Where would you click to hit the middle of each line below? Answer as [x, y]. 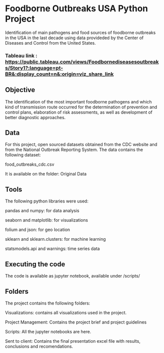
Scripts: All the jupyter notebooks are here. [48, 331]
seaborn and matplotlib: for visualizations [47, 220]
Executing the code [35, 264]
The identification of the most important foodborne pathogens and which [79, 101]
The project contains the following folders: [48, 303]
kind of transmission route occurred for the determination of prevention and [81, 107]
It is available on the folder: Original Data [46, 174]
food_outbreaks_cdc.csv [30, 164]
